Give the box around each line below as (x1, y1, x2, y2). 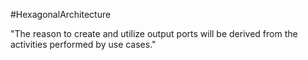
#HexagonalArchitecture (10, 9, 112, 20)
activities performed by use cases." (10, 39, 157, 50)
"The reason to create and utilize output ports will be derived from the (10, 28, 298, 39)
